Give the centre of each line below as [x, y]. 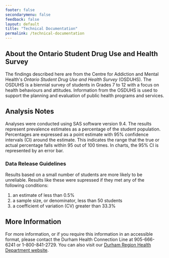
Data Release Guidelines [36, 163]
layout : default [22, 24]
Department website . [27, 250]
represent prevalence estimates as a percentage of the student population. [83, 129]
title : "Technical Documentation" [42, 29]
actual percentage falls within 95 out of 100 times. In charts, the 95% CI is [82, 145]
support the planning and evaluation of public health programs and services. [85, 95]
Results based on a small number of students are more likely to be [74, 175]
